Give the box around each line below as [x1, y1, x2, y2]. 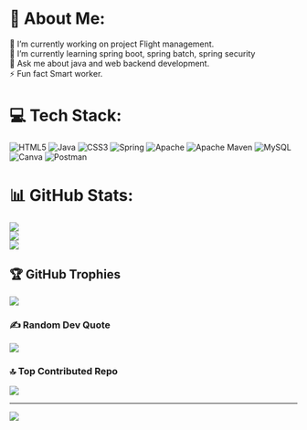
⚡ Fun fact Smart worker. [9, 68, 103, 79]
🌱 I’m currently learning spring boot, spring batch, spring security [9, 47, 256, 58]
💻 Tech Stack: [9, 105, 122, 126]
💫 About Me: [9, 8, 106, 29]
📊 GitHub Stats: [9, 185, 134, 206]
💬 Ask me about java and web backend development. [9, 58, 210, 68]
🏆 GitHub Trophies [9, 267, 122, 282]
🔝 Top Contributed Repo [9, 364, 119, 377]
